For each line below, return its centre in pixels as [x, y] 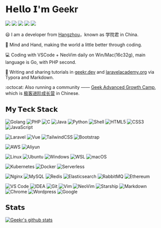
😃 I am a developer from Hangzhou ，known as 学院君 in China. [72, 35]
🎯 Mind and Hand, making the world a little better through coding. [74, 45]
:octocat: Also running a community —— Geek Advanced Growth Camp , [81, 87]
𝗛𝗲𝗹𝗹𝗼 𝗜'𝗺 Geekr [42, 9]
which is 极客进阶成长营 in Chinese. [42, 93]
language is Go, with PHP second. [41, 62]
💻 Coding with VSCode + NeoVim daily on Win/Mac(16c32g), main [75, 55]
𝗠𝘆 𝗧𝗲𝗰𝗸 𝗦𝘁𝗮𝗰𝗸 [32, 109]
